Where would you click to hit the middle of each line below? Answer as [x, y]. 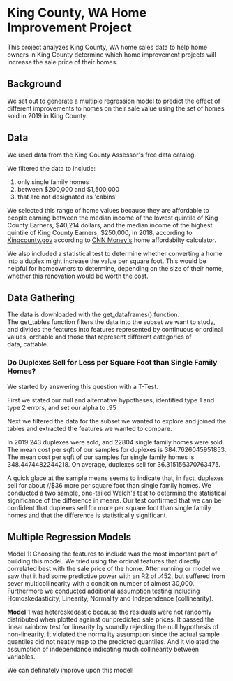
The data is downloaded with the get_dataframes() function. [93, 315]
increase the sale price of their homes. [63, 62]
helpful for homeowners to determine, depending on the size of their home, [115, 268]
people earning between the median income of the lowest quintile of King [113, 218]
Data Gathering [41, 298]
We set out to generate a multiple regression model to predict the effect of [114, 101]
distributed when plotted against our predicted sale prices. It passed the [111, 619]
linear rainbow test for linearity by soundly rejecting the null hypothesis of [113, 627]
